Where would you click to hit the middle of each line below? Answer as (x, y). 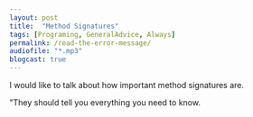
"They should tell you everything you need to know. (105, 103)
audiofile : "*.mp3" (46, 51)
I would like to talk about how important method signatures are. (127, 85)
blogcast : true (38, 59)
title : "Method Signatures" (64, 26)
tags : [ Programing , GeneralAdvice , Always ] (93, 34)
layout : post (34, 18)
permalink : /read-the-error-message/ (80, 43)
